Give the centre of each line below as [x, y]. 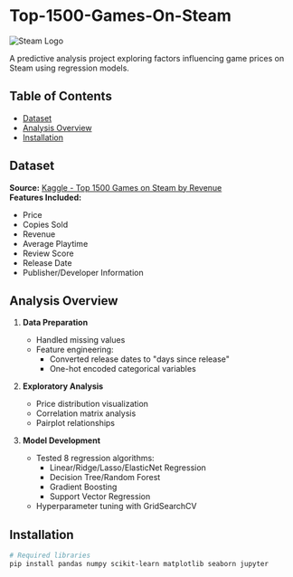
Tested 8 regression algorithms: [95, 459]
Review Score [48, 253]
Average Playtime [55, 243]
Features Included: [46, 197]
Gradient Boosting [83, 487]
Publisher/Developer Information [83, 272]
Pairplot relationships [76, 423]
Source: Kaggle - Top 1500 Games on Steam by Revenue [116, 187]
